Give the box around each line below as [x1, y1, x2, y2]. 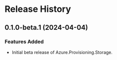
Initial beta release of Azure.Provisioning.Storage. [11, 49, 113, 55]
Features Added [4, 38, 44, 45]
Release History [4, 3, 71, 15]
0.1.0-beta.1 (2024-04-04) [4, 23, 88, 32]
